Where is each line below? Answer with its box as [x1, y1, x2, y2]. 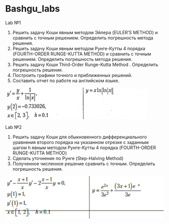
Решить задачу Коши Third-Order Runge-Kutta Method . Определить [12, 61, 158, 67]
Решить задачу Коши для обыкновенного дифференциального [12, 134, 147, 140]
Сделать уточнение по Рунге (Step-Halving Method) [12, 155, 124, 161]
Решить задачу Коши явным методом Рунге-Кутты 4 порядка [12, 45, 146, 51]
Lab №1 [5, 20, 21, 26]
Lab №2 [5, 124, 22, 130]
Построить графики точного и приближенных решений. [12, 72, 132, 78]
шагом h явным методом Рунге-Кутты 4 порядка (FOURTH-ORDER [12, 144, 156, 151]
